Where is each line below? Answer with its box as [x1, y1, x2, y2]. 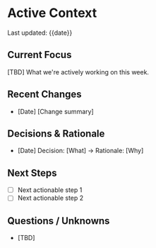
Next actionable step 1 [17, 186, 83, 194]
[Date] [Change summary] [17, 107, 94, 115]
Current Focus [7, 49, 72, 61]
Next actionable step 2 [17, 193, 84, 203]
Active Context [7, 5, 97, 21]
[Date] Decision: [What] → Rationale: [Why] [17, 147, 144, 155]
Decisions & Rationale [7, 128, 105, 140]
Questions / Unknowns [7, 215, 110, 227]
